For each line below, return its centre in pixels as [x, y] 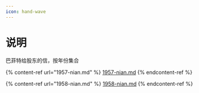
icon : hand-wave [26, 12]
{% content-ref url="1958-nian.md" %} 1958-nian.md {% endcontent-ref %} [99, 84]
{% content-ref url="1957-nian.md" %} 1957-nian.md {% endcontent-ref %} [99, 72]
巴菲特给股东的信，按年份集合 [42, 60]
